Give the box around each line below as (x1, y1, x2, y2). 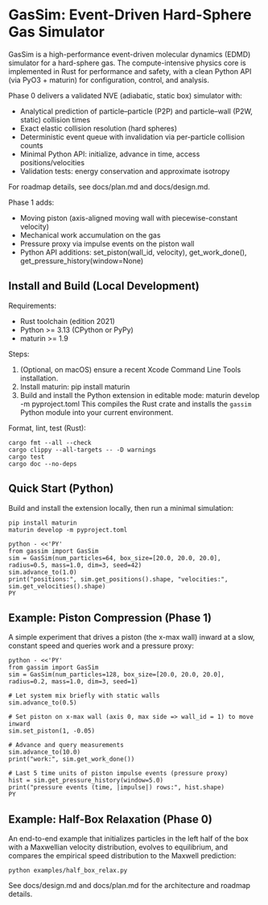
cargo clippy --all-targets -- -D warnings (8, 446, 157, 454)
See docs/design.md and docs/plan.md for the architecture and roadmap (8, 881, 251, 890)
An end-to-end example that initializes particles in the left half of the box (8, 834, 249, 844)
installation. (19, 373, 59, 383)
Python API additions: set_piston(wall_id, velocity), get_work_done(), (19, 247, 247, 257)
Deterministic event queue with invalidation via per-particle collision (19, 131, 245, 142)
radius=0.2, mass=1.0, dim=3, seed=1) (8, 678, 138, 686)
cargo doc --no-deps (8, 459, 78, 468)
